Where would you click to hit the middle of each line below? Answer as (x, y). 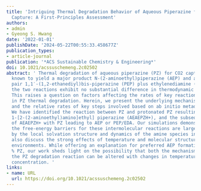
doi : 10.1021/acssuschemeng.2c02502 (52, 67)
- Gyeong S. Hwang (29, 34)
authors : (17, 23)
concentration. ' (33, 162)
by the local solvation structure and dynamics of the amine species (100, 134)
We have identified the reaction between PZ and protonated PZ (92, 112)
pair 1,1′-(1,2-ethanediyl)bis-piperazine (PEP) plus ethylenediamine (101, 84)
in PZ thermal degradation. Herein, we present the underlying (92, 101)
